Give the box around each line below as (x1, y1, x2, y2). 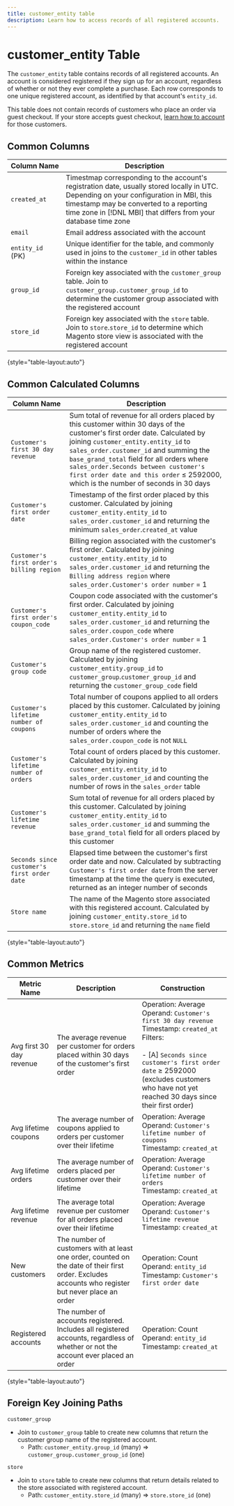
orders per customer (56, 1132, 124, 1142)
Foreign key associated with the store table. (65, 314, 210, 324)
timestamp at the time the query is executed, (69, 874, 215, 884)
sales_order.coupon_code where (69, 626, 174, 636)
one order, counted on (56, 1252, 130, 1261)
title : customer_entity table (7, 10, 95, 17)
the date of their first (56, 1261, 124, 1270)
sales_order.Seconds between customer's (69, 463, 205, 471)
